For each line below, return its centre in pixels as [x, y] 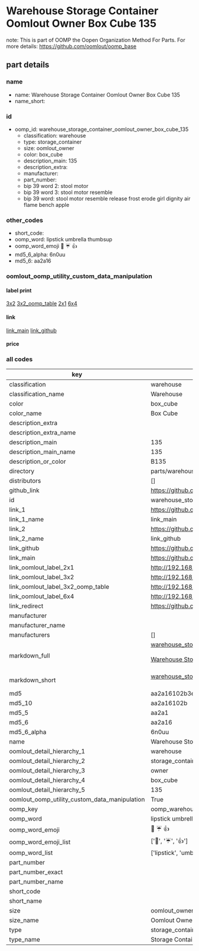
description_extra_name [42, 433]
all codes [20, 359]
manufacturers [30, 635]
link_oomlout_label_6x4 [42, 596]
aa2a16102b [169, 703]
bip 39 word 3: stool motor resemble [68, 192]
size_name [24, 920]
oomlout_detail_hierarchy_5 [47, 790]
